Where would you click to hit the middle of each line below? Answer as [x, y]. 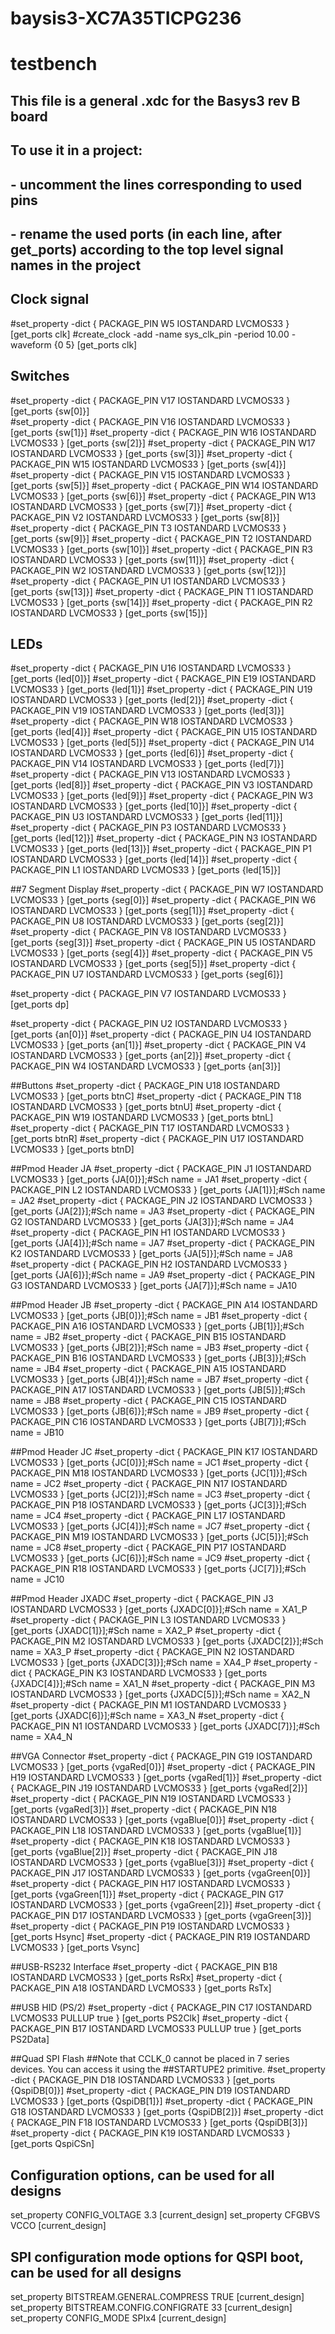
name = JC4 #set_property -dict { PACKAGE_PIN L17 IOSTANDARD [148, 1516]
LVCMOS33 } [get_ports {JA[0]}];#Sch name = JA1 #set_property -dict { [159, 1179]
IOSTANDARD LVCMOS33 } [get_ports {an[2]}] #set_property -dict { [151, 1056]
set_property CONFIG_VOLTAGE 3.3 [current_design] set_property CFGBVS [165, 2215]
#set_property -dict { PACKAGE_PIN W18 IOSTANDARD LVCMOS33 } [152, 721]
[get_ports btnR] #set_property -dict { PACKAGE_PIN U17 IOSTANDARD [157, 1139]
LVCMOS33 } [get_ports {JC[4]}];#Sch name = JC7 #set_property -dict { [160, 1526]
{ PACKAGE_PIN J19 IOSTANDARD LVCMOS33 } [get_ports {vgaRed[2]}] [159, 1788]
